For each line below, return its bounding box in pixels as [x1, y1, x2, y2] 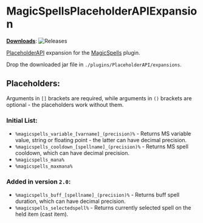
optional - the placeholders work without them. [6, 101, 124, 108]
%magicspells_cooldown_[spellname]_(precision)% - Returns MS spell [15, 143, 188, 150]
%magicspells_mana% [15, 157, 65, 163]
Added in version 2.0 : [6, 177, 71, 186]
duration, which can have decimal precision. [15, 197, 126, 205]
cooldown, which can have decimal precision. [15, 149, 129, 157]
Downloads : [6, 37, 38, 44]
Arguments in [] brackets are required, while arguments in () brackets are [6, 94, 192, 101]
